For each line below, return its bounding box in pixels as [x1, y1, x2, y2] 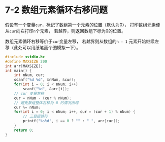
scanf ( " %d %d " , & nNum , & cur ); [14, 77, 76, 82]
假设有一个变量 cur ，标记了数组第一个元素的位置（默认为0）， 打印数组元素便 [5, 22, 161, 28]
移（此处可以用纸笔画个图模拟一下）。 [5, 44, 81, 50]
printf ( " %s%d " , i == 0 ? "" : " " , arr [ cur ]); [23, 119, 120, 124]
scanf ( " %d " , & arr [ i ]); [23, 87, 69, 92]
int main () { [5, 68, 32, 73]
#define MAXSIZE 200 [5, 59, 48, 64]
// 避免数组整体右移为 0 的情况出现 [14, 100, 79, 105]
